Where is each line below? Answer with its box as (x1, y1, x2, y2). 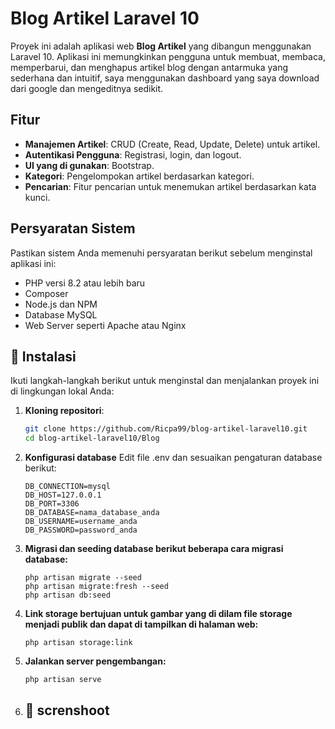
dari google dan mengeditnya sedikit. (10, 82, 164, 94)
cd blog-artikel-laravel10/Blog (24, 433, 160, 444)
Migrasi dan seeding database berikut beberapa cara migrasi (24, 543, 284, 555)
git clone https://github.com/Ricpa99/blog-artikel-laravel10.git (24, 424, 308, 434)
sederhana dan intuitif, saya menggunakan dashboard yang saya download (10, 72, 320, 84)
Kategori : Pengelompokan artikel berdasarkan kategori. (24, 170, 255, 182)
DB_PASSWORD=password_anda (24, 525, 138, 536)
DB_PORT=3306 (24, 499, 80, 509)
